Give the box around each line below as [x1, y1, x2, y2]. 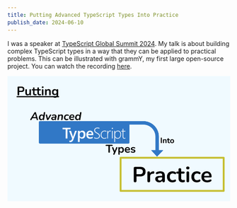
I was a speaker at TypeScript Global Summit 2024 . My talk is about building [7, 39, 230, 47]
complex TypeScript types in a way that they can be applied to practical [7, 47, 216, 55]
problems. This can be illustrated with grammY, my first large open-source [7, 54, 224, 63]
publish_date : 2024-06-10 [7, 18, 83, 26]
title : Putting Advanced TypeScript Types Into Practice [7, 11, 179, 18]
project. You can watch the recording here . [7, 62, 132, 70]
